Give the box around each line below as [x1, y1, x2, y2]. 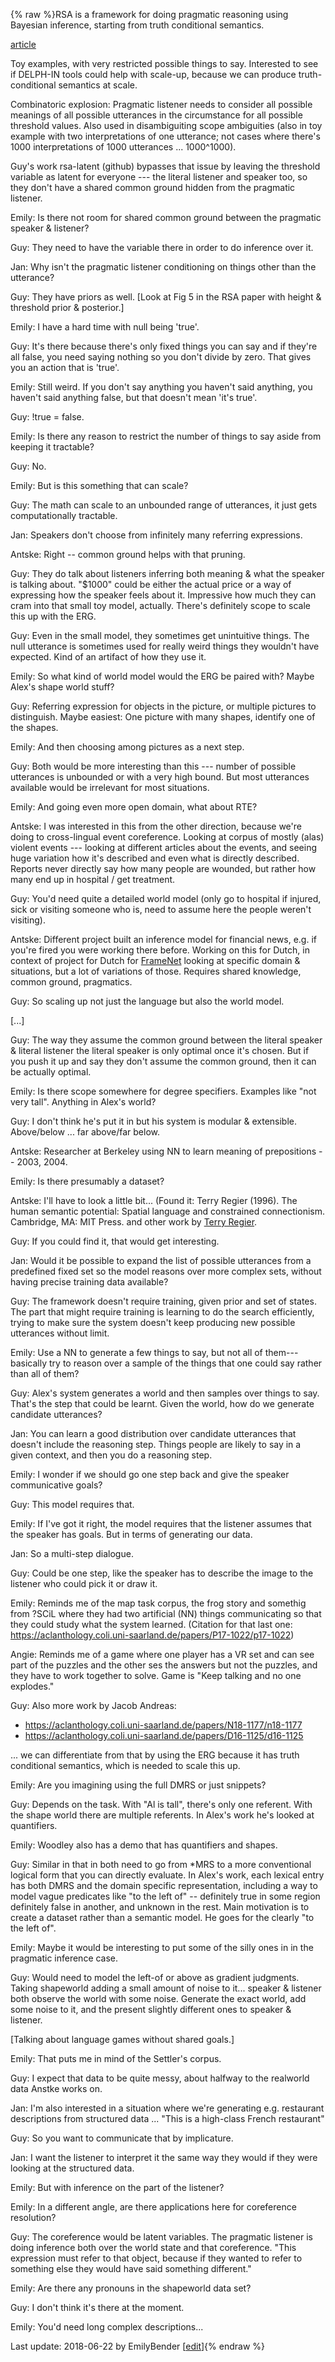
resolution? [10, 2212, 57, 2223]
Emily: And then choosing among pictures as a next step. [10, 741, 245, 753]
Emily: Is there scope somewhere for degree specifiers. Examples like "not [10, 1085, 317, 1097]
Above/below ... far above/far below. [10, 1126, 160, 1138]
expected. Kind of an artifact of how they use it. [10, 651, 207, 663]
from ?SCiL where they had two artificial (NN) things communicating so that [10, 1608, 322, 1619]
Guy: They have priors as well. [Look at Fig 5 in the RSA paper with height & [10, 291, 322, 303]
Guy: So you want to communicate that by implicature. [10, 2132, 234, 2144]
